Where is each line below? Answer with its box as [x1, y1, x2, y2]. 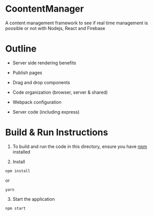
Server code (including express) [12, 109, 80, 115]
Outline [5, 43, 37, 55]
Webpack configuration [12, 99, 62, 105]
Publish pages [12, 69, 42, 76]
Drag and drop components [12, 79, 70, 85]
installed [12, 149, 30, 155]
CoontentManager [5, 3, 84, 15]
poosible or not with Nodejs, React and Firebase [5, 25, 106, 31]
